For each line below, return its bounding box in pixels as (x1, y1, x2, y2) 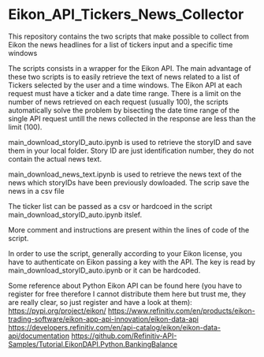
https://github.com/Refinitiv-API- (70, 331, 177, 340)
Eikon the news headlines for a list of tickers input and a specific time (8, 39, 233, 49)
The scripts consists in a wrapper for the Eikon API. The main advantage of (8, 63, 251, 73)
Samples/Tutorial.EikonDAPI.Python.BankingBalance (8, 339, 178, 348)
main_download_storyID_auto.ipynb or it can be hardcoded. (8, 266, 201, 275)
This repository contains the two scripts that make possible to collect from (8, 32, 250, 41)
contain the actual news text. (8, 154, 102, 163)
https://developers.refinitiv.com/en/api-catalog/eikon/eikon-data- (8, 322, 221, 332)
